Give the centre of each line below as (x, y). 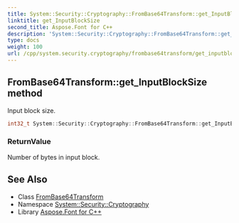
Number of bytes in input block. (54, 157)
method (25, 93)
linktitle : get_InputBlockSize (54, 21)
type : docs (23, 40)
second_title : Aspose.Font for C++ (60, 27)
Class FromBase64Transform (60, 197)
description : (27, 34)
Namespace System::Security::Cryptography (83, 204)
